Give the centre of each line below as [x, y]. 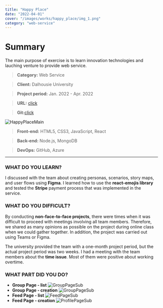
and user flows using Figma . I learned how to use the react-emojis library [79, 183]
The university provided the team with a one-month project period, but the [79, 246]
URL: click [27, 103]
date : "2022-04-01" [25, 14]
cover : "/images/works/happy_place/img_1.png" [53, 18]
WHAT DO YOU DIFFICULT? [38, 206]
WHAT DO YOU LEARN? [33, 167]
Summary [25, 47]
